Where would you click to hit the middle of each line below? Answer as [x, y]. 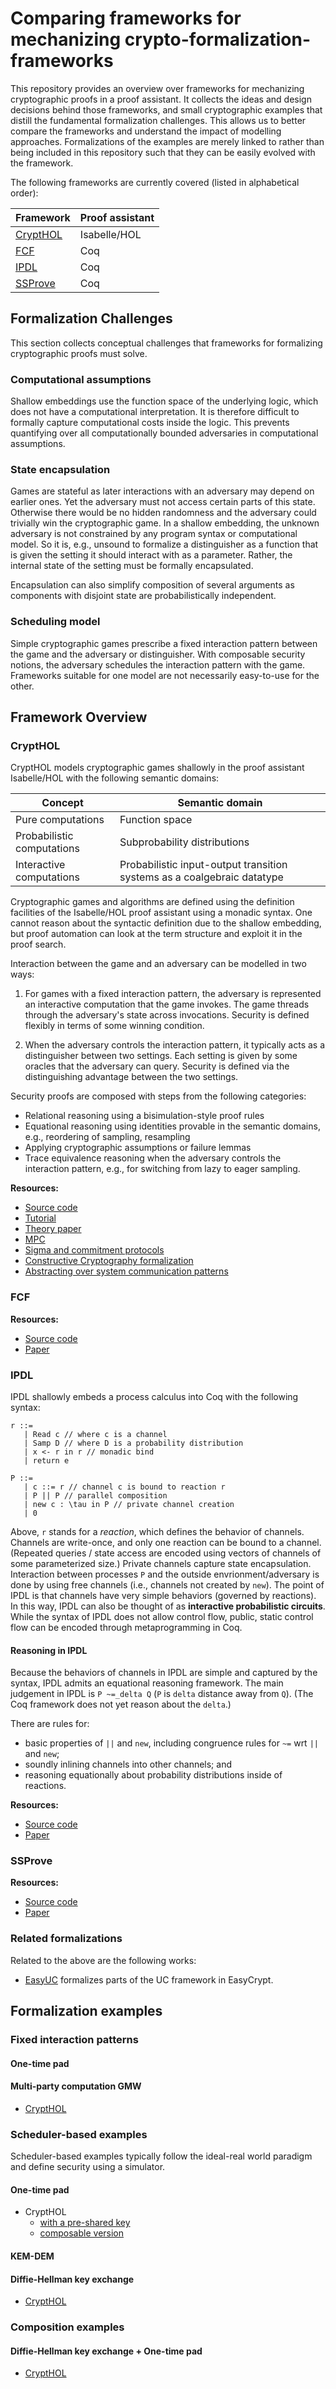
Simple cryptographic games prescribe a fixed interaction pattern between [164, 643]
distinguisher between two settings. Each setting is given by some [161, 1056]
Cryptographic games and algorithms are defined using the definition [152, 902]
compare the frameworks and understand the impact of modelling [146, 131]
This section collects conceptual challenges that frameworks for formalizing [166, 343]
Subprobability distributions [184, 842]
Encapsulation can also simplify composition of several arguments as [152, 585]
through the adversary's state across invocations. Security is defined [167, 1015]
